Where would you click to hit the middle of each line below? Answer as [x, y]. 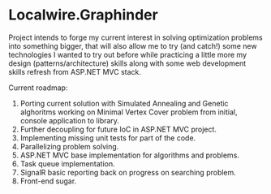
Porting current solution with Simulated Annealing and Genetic [124, 103]
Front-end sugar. [48, 181]
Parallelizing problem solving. [69, 146]
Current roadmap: [38, 88]
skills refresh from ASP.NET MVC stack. [75, 71]
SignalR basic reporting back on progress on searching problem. [128, 172]
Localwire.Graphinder [83, 15]
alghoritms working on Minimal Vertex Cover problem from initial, [129, 112]
